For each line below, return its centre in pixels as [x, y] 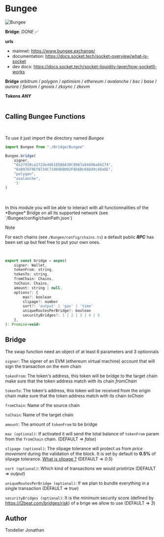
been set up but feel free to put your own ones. [53, 242]
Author [16, 518]
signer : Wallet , [31, 265]
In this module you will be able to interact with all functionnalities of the [77, 207]
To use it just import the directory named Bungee [55, 138]
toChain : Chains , [32, 283]
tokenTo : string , [32, 274]
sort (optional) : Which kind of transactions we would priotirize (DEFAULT [81, 468]
